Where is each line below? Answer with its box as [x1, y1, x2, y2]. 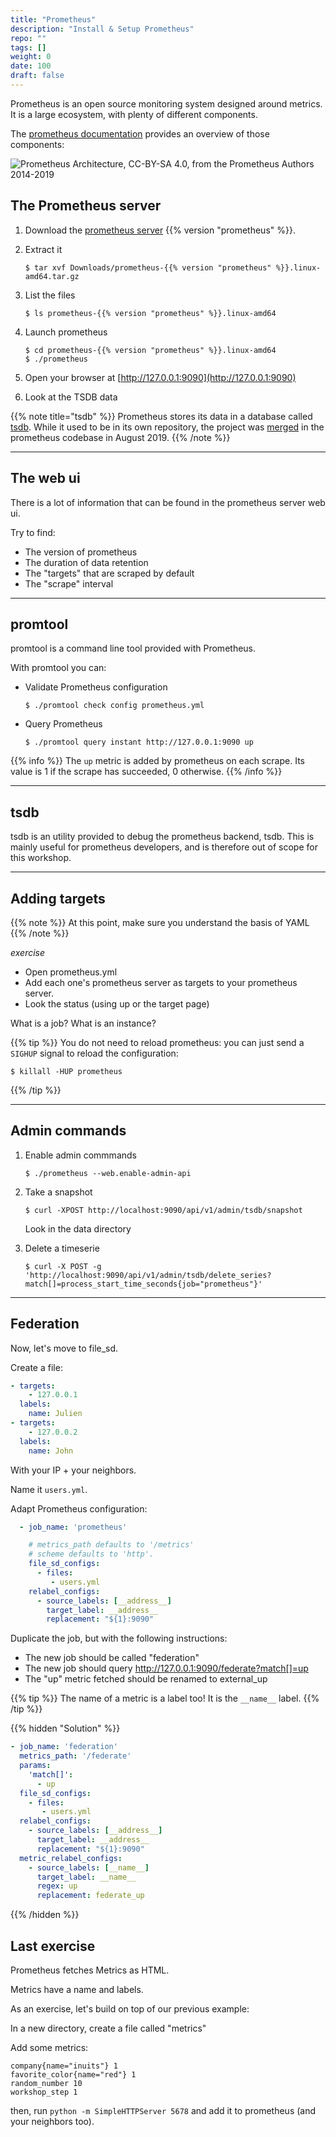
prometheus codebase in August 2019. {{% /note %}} [10, 431, 231, 443]
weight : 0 [10, 52, 52, 62]
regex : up [36, 1881, 78, 1891]
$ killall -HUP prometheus [10, 1066, 123, 1076]
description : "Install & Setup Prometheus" [10, 24, 195, 34]
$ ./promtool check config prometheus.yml [24, 701, 205, 711]
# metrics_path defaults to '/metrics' [28, 1540, 195, 1550]
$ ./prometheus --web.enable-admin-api [24, 1168, 192, 1178]
